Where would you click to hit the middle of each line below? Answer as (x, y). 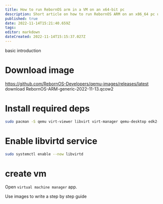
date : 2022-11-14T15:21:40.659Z (38, 23)
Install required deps (47, 109)
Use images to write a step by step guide (46, 196)
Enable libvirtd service (51, 141)
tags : (10, 28)
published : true (21, 19)
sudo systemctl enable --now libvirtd (44, 154)
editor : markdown (23, 32)
